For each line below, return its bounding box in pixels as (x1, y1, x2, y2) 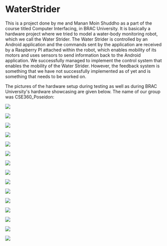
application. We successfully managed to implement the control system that (5, 57, 162, 63)
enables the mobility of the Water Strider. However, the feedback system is (5, 63, 160, 69)
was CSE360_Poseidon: (5, 94, 55, 100)
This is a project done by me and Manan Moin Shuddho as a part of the (5, 20, 152, 26)
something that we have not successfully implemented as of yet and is (5, 68, 151, 74)
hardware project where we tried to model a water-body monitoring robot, (5, 31, 158, 37)
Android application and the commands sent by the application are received (5, 41, 162, 47)
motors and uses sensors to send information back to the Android (5, 52, 141, 58)
